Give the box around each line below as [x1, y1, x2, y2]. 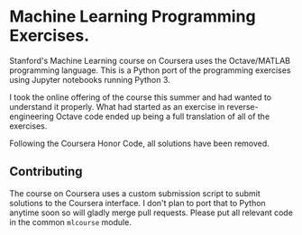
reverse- [226, 101, 259, 112]
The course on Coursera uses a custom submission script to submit [9, 187, 261, 199]
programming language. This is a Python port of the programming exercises [9, 65, 291, 76]
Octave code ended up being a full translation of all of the [55, 111, 270, 122]
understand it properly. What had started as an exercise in [9, 101, 225, 112]
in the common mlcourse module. [9, 216, 133, 227]
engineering [9, 111, 54, 122]
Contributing [9, 164, 83, 179]
